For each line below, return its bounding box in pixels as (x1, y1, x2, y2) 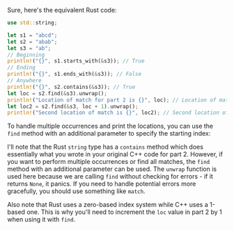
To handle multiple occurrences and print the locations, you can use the (7, 122, 214, 131)
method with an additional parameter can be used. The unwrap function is (7, 165, 217, 173)
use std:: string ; (7, 19, 58, 26)
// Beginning (7, 51, 45, 58)
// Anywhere (7, 77, 42, 84)
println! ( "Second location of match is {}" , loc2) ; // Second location (7, 109, 219, 117)
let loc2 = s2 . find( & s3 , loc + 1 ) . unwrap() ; (7, 103, 139, 110)
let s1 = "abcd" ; (7, 31, 58, 39)
